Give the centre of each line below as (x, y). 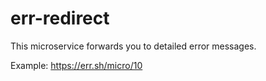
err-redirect (60, 18)
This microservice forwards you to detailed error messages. (133, 46)
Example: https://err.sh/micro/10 (76, 65)
